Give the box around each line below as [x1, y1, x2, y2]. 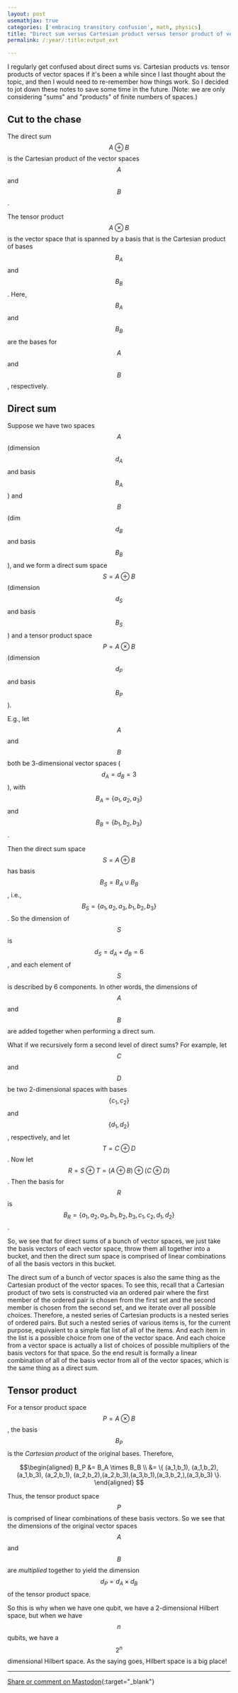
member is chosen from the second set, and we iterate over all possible [7, 1303, 216, 1312]
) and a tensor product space [7, 631, 92, 640]
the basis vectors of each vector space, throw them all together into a [7, 1244, 210, 1253]
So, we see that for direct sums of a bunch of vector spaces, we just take [7, 1237, 221, 1246]
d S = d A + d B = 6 [94, 948, 144, 958]
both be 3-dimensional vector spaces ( [7, 759, 121, 767]
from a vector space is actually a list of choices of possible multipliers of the [7, 1341, 230, 1349]
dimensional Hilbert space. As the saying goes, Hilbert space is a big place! [7, 1657, 227, 1665]
